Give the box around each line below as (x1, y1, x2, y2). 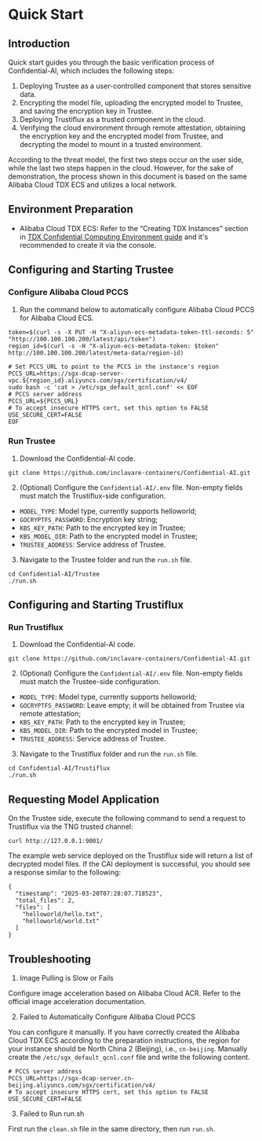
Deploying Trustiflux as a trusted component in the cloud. (19, 115, 206, 123)
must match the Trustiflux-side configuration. (19, 491, 166, 500)
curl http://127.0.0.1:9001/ (8, 837, 104, 845)
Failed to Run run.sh (19, 1109, 85, 1118)
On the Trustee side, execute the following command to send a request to (8, 814, 246, 823)
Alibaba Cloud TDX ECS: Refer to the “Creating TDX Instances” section (19, 223, 249, 233)
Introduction (8, 37, 71, 50)
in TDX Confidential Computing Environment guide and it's (19, 232, 209, 241)
